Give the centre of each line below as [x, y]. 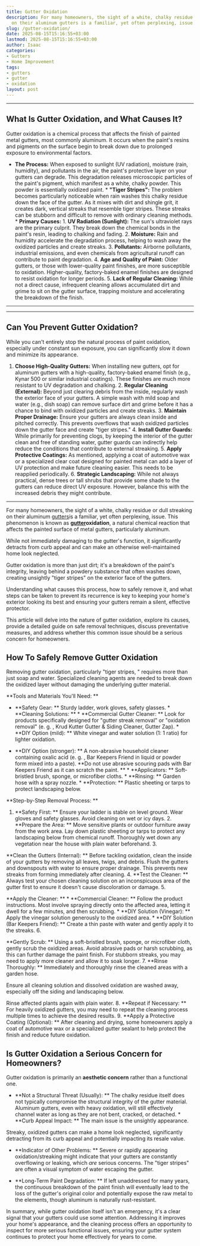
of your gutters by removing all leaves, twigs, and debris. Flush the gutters [97, 862]
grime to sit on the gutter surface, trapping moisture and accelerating [100, 291]
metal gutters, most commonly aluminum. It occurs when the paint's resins [98, 140]
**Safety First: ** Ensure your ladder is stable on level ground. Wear [99, 812]
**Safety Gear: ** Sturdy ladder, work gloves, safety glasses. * [93, 707]
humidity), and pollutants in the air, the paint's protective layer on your [101, 170]
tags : [13, 67]
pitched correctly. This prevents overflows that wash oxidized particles [102, 423]
